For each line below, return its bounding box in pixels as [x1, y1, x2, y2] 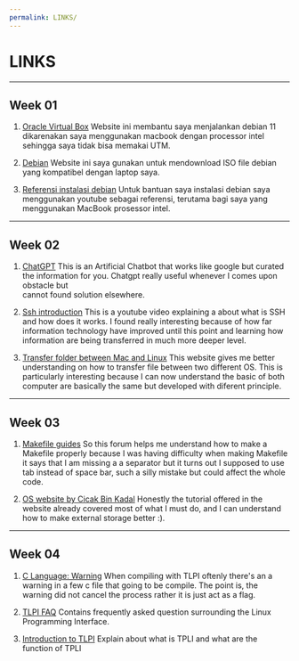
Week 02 [9, 237, 61, 252]
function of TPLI [21, 642, 82, 653]
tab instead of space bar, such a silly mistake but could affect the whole [21, 467, 287, 477]
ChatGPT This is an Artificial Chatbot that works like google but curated [21, 261, 285, 272]
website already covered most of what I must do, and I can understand [21, 503, 282, 513]
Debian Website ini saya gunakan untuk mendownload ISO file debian [21, 158, 278, 168]
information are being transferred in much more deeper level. [21, 335, 246, 346]
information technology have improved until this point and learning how [21, 326, 284, 337]
